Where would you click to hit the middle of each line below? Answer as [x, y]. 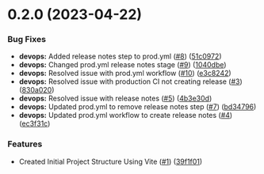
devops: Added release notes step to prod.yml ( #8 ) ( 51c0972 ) [120, 56]
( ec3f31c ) [34, 123]
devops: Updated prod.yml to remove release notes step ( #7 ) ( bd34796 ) [138, 107]
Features [25, 144]
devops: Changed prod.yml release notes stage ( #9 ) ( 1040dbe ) [122, 65]
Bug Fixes [27, 40]
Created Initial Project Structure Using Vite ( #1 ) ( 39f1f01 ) [111, 161]
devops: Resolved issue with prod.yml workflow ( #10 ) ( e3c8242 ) [125, 74]
